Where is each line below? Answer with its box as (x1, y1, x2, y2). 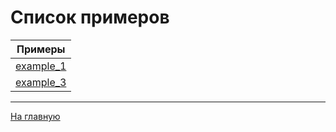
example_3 (15, 75, 67, 89)
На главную (10, 110, 61, 122)
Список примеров (10, 6, 170, 29)
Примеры (16, 42, 66, 56)
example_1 (15, 59, 67, 73)
